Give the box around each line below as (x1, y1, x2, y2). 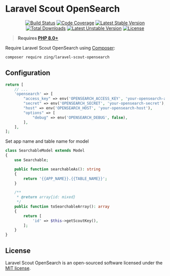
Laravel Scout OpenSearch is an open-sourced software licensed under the (5, 259, 163, 266)
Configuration (5, 69, 51, 77)
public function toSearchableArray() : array (14, 204, 110, 209)
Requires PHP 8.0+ (17, 35, 59, 41)
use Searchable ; (14, 157, 49, 163)
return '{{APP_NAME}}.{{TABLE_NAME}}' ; (23, 176, 108, 181)
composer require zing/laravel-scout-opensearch (5, 54, 110, 60)
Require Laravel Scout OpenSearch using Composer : (5, 45, 115, 51)
